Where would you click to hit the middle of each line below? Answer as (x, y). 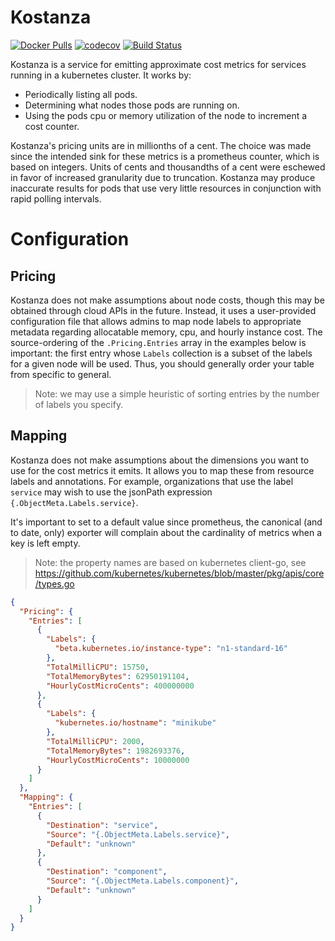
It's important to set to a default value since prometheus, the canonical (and (166, 522)
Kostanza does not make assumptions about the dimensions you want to (160, 460)
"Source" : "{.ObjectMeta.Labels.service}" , (138, 834)
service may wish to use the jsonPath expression (111, 492)
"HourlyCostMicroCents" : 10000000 (118, 760)
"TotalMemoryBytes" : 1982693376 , (116, 751)
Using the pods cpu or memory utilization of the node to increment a (166, 115)
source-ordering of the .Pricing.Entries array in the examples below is (158, 342)
